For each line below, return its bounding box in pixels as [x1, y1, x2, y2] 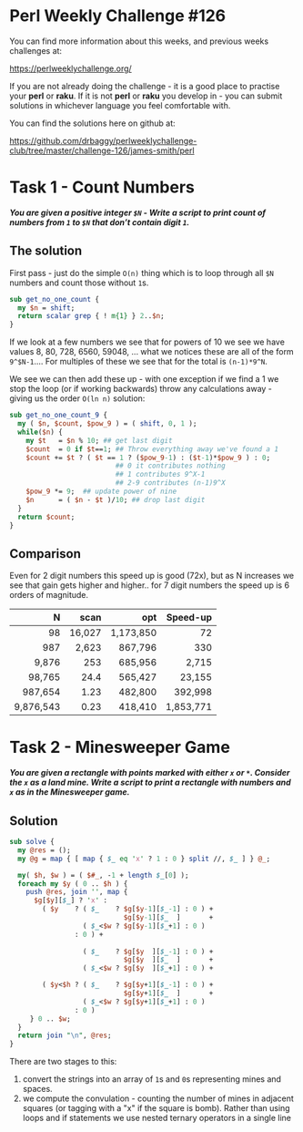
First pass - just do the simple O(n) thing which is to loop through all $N [9, 267, 275, 278]
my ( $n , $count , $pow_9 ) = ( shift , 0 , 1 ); [17, 419, 197, 428]
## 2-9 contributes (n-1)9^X [115, 479, 226, 488]
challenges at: [9, 45, 62, 56]
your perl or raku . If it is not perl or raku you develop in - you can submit [9, 90, 283, 101]
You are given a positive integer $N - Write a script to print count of [9, 207, 267, 218]
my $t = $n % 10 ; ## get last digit [25, 436, 173, 445]
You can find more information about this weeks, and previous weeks [9, 36, 269, 46]
